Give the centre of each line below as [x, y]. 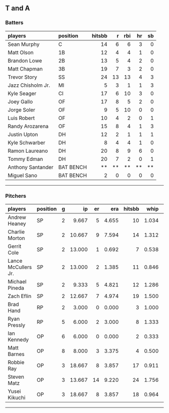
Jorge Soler [22, 109]
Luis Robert [21, 118]
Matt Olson [21, 52]
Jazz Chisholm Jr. [29, 85]
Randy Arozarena [28, 126]
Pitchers [16, 196]
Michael [17, 281]
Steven [16, 377]
